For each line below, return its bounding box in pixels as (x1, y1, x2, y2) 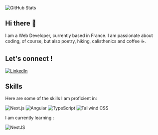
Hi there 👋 (5, 19, 36, 27)
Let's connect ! (5, 54, 53, 63)
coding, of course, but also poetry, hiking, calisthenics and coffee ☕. (5, 38, 146, 44)
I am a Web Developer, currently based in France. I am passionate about (5, 32, 153, 38)
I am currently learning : (5, 115, 54, 121)
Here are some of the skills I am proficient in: (5, 95, 97, 101)
